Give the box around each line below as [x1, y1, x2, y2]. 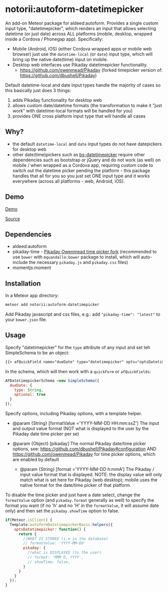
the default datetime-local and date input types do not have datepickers [12, 141, 162, 147]
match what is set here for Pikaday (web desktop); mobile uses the [19, 477, 157, 483]
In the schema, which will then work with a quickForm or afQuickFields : [5, 368, 151, 374]
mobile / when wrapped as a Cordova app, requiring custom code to [12, 162, 153, 168]
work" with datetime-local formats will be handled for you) [12, 108, 133, 114]
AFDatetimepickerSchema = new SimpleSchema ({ [5, 378, 99, 383]
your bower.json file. [5, 317, 47, 323]
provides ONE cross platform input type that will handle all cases [12, 113, 146, 119]
